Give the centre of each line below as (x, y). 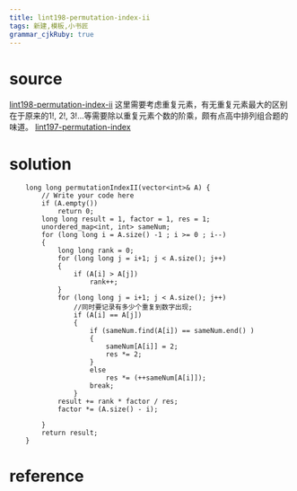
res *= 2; (124, 355)
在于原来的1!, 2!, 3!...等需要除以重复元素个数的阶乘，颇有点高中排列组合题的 (149, 116)
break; (102, 386)
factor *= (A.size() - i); (108, 409)
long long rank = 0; (96, 251)
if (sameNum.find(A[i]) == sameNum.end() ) (172, 331)
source (36, 79)
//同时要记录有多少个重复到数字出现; (133, 307)
